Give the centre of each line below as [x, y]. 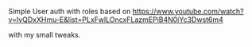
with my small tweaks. [45, 35]
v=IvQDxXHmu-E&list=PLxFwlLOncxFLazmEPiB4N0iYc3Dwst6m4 [116, 20]
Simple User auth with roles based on [70, 11]
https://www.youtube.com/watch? [188, 11]
